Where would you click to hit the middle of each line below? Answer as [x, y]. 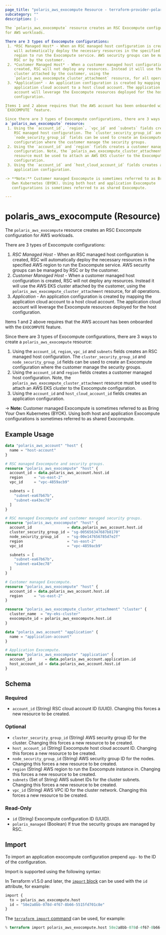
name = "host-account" [33, 450]
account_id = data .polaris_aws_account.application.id [73, 659]
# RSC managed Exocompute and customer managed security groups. [74, 518]
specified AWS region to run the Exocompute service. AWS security [81, 265]
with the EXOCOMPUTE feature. [34, 327]
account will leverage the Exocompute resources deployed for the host [84, 307]
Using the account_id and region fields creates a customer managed [82, 372]
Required [16, 698]
